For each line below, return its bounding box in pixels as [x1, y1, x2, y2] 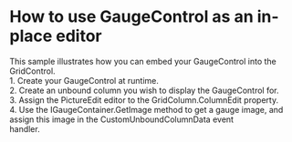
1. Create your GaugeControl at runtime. [9, 75, 160, 86]
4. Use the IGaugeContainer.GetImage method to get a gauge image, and [9, 104, 284, 115]
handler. [9, 123, 40, 134]
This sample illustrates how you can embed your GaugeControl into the [9, 56, 276, 66]
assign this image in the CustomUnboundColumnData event [9, 114, 235, 125]
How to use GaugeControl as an [9, 6, 254, 27]
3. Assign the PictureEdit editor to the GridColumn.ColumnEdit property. [9, 94, 279, 106]
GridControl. [9, 66, 57, 76]
